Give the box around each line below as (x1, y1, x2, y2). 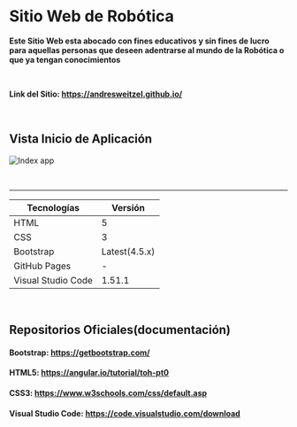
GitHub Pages (13, 260, 72, 272)
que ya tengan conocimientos (9, 54, 121, 65)
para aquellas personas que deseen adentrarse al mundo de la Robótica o (9, 44, 285, 55)
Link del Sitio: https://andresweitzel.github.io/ (9, 89, 183, 99)
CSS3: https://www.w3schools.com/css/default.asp (9, 387, 208, 398)
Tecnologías (26, 201, 80, 213)
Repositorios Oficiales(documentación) (9, 322, 232, 338)
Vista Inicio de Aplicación (9, 131, 153, 147)
